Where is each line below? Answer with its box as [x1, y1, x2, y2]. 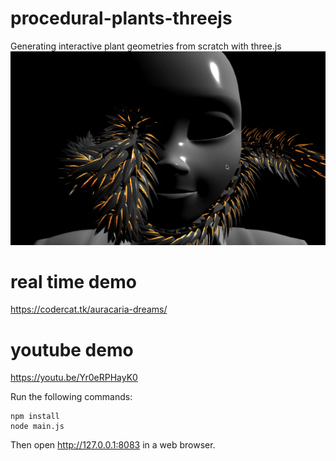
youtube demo [10, 338, 134, 361]
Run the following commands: [10, 391, 133, 403]
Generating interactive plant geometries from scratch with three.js [10, 40, 282, 52]
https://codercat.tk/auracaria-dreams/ [10, 303, 168, 316]
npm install [10, 412, 60, 422]
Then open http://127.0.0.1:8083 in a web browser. [10, 439, 216, 451]
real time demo [10, 270, 137, 293]
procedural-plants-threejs [10, 7, 233, 30]
